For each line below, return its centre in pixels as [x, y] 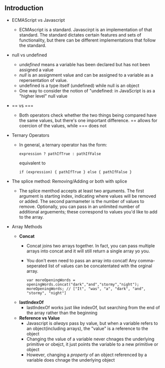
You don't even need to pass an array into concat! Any [82, 260]
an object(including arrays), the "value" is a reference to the [87, 328]
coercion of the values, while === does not [63, 125]
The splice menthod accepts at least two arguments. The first [82, 191]
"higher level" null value [43, 96]
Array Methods [27, 226]
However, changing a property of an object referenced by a [87, 355]
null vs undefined [29, 55]
